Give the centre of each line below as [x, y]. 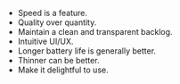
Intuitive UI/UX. [45, 41]
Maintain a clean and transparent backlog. [95, 32]
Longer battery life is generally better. [87, 51]
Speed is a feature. [52, 13]
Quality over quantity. [57, 22]
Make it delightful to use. [63, 70]
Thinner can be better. [58, 60]
